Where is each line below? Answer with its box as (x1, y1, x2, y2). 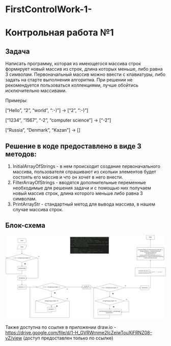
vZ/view (5, 335, 22, 341)
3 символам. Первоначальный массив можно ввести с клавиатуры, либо (5, 71, 166, 77)
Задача (5, 47, 30, 55)
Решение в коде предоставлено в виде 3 (5, 141, 141, 151)
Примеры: (5, 98, 28, 104)
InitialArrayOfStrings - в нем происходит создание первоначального (12, 163, 160, 169)
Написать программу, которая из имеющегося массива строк (5, 61, 141, 67)
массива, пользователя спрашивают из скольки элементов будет (12, 169, 156, 175)
